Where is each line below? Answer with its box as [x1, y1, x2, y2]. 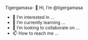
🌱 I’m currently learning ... [12, 20, 66, 25]
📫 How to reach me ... [12, 30, 59, 36]
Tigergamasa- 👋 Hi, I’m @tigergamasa [5, 5, 83, 10]
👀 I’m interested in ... [12, 14, 55, 20]
